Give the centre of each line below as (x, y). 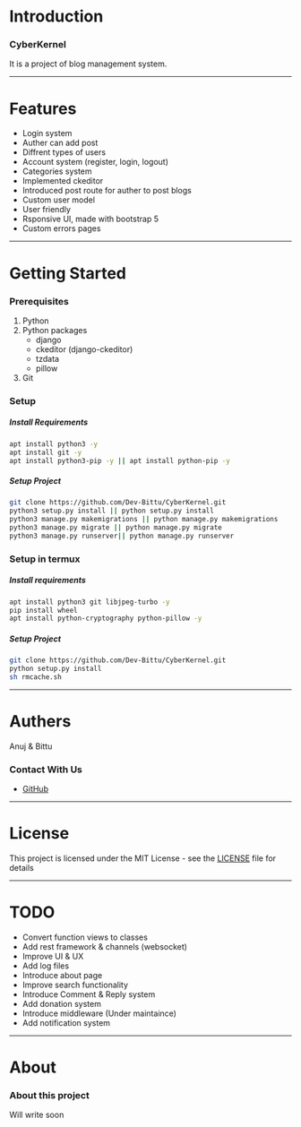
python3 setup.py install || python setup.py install (112, 511)
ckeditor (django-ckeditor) (84, 349)
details (21, 868)
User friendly (47, 210)
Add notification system (66, 1022)
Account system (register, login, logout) (95, 162)
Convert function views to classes (85, 937)
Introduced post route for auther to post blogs (107, 191)
